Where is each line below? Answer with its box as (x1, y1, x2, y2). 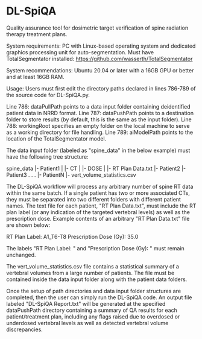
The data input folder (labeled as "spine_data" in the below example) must (6, 147, 191, 154)
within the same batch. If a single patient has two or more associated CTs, (6, 189, 190, 197)
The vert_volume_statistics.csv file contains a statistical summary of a (6, 262, 180, 270)
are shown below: (6, 221, 51, 229)
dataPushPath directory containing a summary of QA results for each (6, 306, 178, 314)
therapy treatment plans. (6, 30, 68, 37)
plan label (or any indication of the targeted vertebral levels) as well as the (6, 208, 190, 215)
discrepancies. (6, 326, 43, 333)
